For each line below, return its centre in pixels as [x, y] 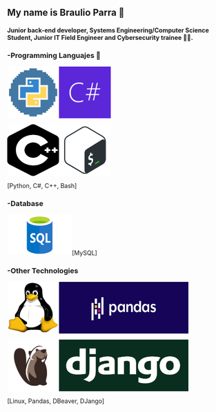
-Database [25, 204]
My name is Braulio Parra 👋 [66, 13]
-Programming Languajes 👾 [54, 55]
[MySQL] [85, 253]
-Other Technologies [43, 271]
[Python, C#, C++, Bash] [42, 186]
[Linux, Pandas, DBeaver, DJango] [56, 401]
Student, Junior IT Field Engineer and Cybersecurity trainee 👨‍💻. [100, 37]
